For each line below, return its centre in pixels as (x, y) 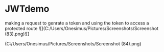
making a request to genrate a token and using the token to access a (77, 23)
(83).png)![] (17, 34)
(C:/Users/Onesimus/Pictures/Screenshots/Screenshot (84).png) (73, 43)
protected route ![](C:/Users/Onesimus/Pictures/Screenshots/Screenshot (82, 28)
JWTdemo (27, 9)
